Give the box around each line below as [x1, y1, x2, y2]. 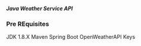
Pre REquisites [6, 20, 50, 28]
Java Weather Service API [6, 5, 73, 12]
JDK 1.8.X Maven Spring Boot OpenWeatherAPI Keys [6, 33, 136, 41]
